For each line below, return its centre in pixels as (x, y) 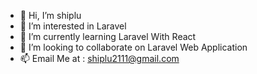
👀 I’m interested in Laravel (73, 26)
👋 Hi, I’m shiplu (50, 15)
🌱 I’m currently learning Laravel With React (108, 36)
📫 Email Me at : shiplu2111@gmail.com (99, 58)
